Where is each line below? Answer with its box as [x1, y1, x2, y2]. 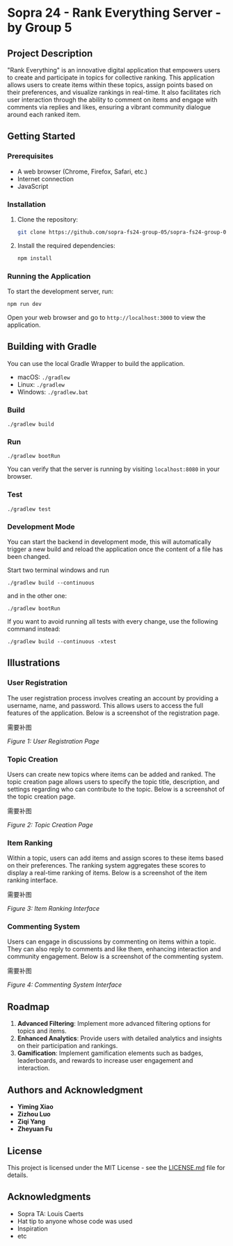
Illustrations [7, 657, 61, 669]
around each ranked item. [7, 110, 81, 118]
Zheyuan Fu [17, 1125, 53, 1133]
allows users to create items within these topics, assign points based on [7, 81, 214, 89]
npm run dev [7, 301, 42, 308]
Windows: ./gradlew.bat [17, 387, 88, 396]
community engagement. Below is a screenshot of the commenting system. [7, 953, 224, 961]
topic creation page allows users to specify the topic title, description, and [7, 777, 220, 785]
